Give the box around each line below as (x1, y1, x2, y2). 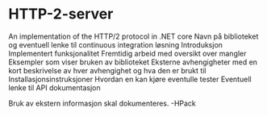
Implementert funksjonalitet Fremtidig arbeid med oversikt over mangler (8, 48, 247, 58)
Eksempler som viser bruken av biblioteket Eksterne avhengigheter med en (8, 57, 258, 67)
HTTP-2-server (8, 5, 114, 23)
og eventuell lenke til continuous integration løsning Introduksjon (8, 39, 223, 49)
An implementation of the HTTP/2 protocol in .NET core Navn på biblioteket (8, 31, 259, 41)
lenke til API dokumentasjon (8, 82, 101, 93)
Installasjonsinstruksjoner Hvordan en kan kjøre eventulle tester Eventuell (8, 74, 252, 84)
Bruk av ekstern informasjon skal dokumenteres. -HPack (8, 98, 196, 108)
